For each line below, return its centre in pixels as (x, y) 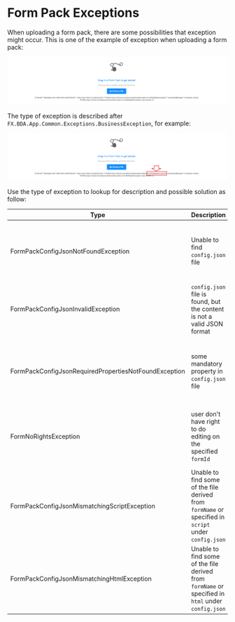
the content (208, 309)
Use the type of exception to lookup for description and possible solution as (116, 192)
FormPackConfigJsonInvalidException (65, 309)
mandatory (207, 364)
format (201, 331)
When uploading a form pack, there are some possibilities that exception (112, 32)
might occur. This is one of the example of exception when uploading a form (117, 39)
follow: (17, 199)
